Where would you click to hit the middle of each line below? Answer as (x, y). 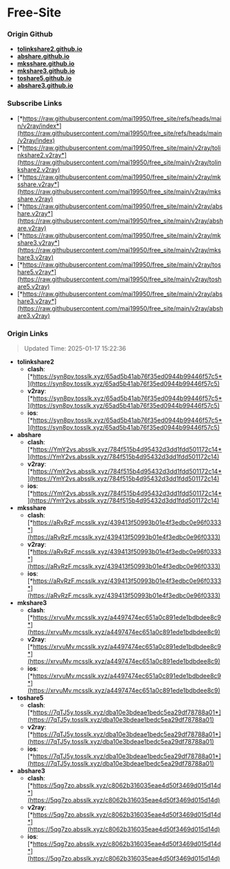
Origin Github (30, 34)
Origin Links (28, 333)
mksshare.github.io (46, 64)
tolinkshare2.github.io (49, 49)
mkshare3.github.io (46, 71)
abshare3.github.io (45, 86)
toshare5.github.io (44, 78)
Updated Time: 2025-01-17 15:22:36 (75, 349)
